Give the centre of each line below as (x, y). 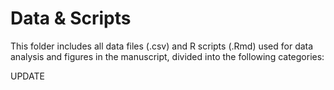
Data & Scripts (71, 18)
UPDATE (27, 76)
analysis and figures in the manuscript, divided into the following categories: (167, 56)
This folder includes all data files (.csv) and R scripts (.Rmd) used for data (162, 46)
